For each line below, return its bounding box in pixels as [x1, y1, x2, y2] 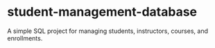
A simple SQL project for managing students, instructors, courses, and [7, 27, 208, 35]
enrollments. [7, 34, 43, 42]
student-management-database [7, 4, 198, 20]
